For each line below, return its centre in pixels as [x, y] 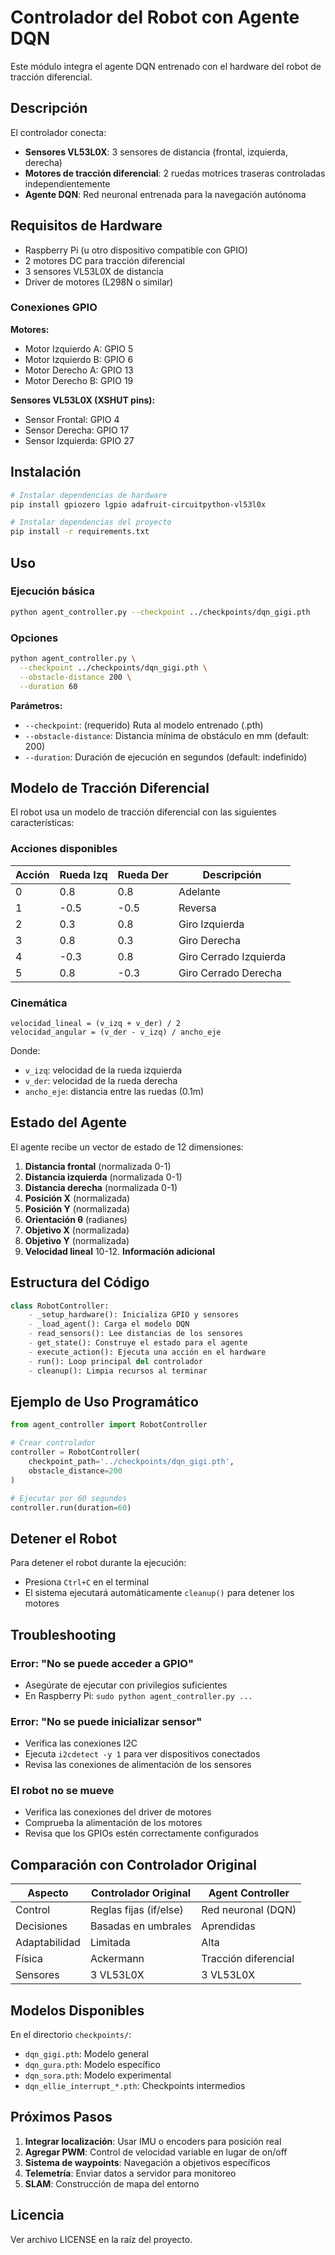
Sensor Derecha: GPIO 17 [77, 430]
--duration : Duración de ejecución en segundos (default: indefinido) [166, 757]
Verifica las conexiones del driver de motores [118, 1812]
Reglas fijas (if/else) [136, 1910]
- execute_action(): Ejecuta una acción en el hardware [147, 1352]
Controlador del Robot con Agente [155, 17]
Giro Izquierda [211, 924]
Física [29, 1959]
